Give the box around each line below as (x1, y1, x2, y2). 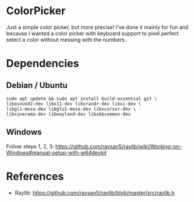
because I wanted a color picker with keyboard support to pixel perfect (6, 29, 179, 37)
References (6, 170, 64, 183)
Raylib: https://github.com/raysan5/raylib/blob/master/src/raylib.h (14, 189, 175, 196)
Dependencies (6, 57, 79, 70)
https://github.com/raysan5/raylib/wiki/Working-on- (55, 143, 182, 150)
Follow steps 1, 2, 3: (6, 143, 54, 150)
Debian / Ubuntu (6, 80, 68, 90)
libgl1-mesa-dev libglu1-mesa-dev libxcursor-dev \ (6, 106, 136, 112)
